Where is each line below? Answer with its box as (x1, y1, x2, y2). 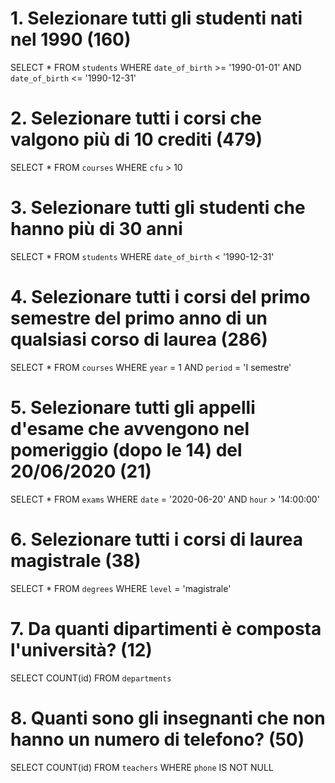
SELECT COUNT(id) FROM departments (10, 672, 172, 684)
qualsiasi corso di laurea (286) (10, 328, 268, 351)
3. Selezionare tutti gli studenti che (10, 197, 306, 219)
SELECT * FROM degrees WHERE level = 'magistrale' (10, 582, 232, 594)
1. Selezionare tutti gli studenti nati (10, 7, 303, 30)
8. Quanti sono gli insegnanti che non (10, 707, 326, 729)
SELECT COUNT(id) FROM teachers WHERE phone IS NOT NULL (10, 761, 274, 773)
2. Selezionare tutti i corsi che (10, 107, 262, 130)
